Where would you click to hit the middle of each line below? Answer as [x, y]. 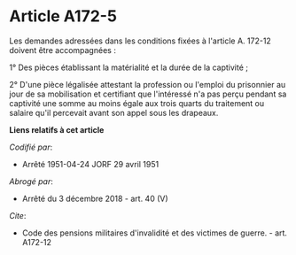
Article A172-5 [63, 16]
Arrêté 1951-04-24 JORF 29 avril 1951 [90, 164]
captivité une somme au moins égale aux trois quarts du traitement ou [137, 103]
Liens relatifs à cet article [57, 129]
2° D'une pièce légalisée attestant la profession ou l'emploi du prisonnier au [148, 84]
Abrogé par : [31, 181]
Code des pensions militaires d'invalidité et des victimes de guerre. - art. [155, 233]
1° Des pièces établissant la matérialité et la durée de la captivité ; [129, 67]
